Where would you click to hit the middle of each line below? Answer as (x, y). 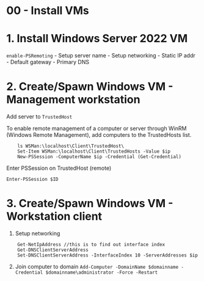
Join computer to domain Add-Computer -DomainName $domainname (97, 267)
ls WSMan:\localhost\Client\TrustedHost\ (71, 146)
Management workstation (73, 100)
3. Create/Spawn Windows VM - (90, 204)
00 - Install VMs (48, 11)
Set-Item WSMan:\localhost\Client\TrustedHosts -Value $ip (94, 151)
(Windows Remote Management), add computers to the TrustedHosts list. (99, 135)
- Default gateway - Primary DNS (48, 62)
